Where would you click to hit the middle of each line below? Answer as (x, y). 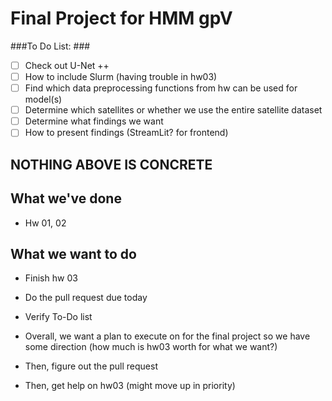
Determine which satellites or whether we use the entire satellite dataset (173, 110)
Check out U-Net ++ (67, 65)
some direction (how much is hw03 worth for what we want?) (151, 347)
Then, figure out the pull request (91, 366)
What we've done (66, 198)
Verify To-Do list (58, 317)
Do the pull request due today (86, 298)
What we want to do (73, 253)
